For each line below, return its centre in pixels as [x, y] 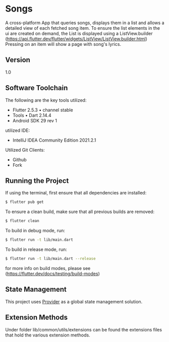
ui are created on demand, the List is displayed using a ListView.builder [79, 33]
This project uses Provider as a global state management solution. [74, 301]
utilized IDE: [18, 130]
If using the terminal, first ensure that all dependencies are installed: [76, 193]
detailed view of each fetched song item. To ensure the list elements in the [83, 28]
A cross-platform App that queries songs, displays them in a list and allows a [85, 23]
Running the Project [37, 181]
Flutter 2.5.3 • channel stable [43, 110]
